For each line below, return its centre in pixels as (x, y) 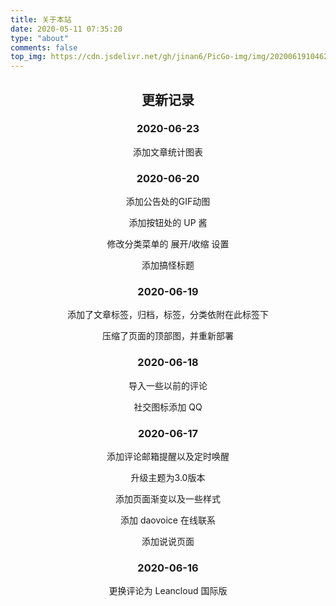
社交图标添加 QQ (168, 407)
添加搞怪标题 (168, 265)
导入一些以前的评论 (168, 385)
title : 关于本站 (41, 19)
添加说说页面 (168, 541)
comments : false (44, 47)
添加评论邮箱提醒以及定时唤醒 (168, 456)
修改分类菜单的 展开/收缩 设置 (168, 244)
